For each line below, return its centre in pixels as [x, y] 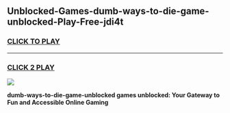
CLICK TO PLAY [34, 42]
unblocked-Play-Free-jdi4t [65, 22]
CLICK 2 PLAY [31, 67]
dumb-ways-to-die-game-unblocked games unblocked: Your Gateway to [114, 95]
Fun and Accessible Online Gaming [58, 102]
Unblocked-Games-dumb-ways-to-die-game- [108, 11]
